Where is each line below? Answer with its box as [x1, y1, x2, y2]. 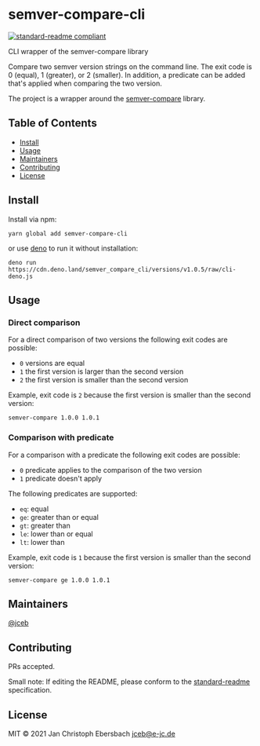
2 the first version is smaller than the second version [19, 375, 189, 385]
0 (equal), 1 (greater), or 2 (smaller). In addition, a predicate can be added [8, 70, 246, 79]
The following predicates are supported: [8, 488, 138, 498]
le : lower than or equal [19, 528, 93, 539]
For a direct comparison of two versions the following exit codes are [8, 335, 229, 345]
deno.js [8, 272, 34, 280]
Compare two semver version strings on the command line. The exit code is [8, 61, 252, 71]
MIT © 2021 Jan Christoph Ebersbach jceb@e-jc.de [8, 729, 176, 738]
